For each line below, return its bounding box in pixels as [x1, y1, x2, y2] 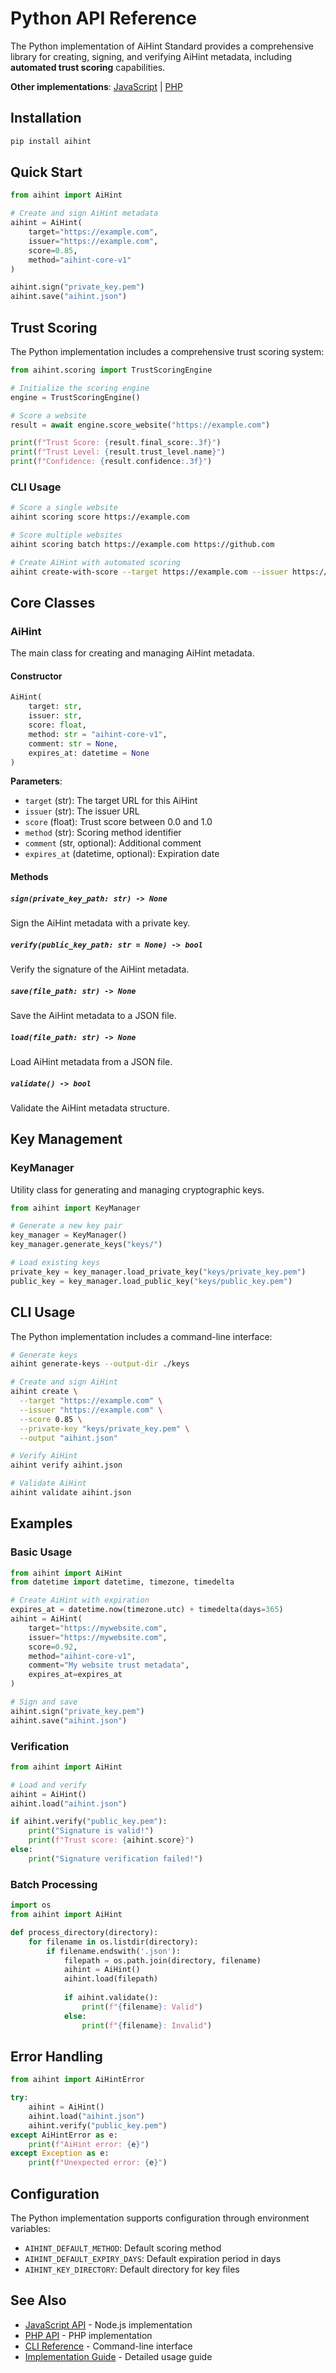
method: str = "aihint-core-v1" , [28, 729, 168, 739]
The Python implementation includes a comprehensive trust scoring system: [10, 346, 325, 357]
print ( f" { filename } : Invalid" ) [81, 2020, 213, 2031]
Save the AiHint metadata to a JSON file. [10, 1009, 177, 1021]
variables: [10, 2223, 51, 2235]
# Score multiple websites [10, 530, 123, 541]
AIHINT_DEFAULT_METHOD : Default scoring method [24, 2242, 222, 2254]
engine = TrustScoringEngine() [10, 392, 141, 402]
